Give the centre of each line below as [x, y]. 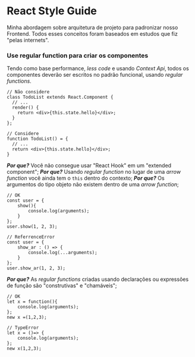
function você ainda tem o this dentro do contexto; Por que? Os [86, 178]
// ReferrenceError [31, 237]
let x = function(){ [32, 302]
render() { [26, 108]
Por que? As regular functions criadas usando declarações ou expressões [98, 279]
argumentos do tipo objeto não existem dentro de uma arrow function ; [93, 184]
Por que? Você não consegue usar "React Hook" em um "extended [89, 165]
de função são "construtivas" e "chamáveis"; [62, 286]
